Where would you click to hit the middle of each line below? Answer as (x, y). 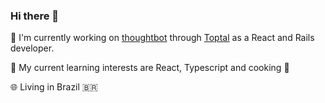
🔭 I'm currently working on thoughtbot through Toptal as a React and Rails (162, 38)
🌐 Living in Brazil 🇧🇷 (54, 87)
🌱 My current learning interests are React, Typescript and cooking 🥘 (150, 68)
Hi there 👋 (35, 16)
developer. (32, 48)
